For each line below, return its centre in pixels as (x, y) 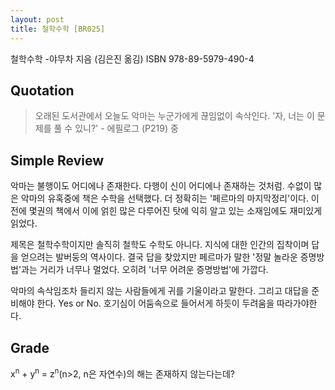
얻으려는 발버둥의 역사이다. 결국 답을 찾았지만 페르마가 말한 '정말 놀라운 (159, 257)
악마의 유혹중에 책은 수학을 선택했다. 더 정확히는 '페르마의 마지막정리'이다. (164, 198)
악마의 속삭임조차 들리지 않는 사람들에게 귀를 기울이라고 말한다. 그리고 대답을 (160, 291)
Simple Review (57, 160)
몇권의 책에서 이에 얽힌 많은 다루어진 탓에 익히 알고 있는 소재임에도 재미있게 (175, 211)
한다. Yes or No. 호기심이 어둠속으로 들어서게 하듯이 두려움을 (155, 303)
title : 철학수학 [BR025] (58, 29)
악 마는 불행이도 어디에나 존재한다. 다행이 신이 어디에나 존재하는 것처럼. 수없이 (161, 186)
